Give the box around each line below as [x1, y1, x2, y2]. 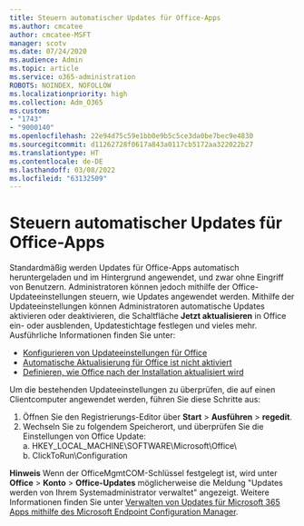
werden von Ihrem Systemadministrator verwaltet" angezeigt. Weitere [9, 487, 270, 498]
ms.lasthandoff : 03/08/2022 [9, 165, 116, 174]
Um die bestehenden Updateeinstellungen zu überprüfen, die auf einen [9, 384, 276, 395]
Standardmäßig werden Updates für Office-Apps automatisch [9, 263, 240, 273]
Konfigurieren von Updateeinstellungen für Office [22, 347, 208, 359]
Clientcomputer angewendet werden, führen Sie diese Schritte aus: [9, 394, 261, 405]
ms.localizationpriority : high [9, 89, 128, 98]
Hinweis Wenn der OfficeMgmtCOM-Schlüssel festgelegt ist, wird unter [9, 468, 278, 479]
